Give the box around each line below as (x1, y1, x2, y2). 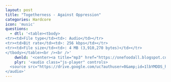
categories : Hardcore (5, 17, 51, 22)
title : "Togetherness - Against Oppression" (5, 12, 101, 17)
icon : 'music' (5, 21, 36, 27)
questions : (5, 26, 28, 32)
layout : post (5, 7, 33, 13)
